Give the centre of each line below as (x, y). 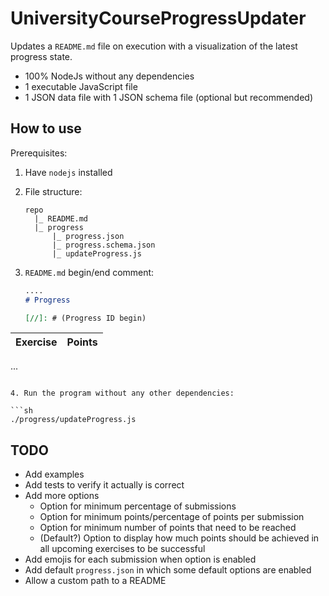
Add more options (62, 496)
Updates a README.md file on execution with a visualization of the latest (154, 46)
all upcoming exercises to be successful (122, 549)
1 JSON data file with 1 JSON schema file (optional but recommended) (169, 97)
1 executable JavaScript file (81, 86)
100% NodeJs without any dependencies (109, 76)
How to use (46, 128)
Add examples (54, 474)
